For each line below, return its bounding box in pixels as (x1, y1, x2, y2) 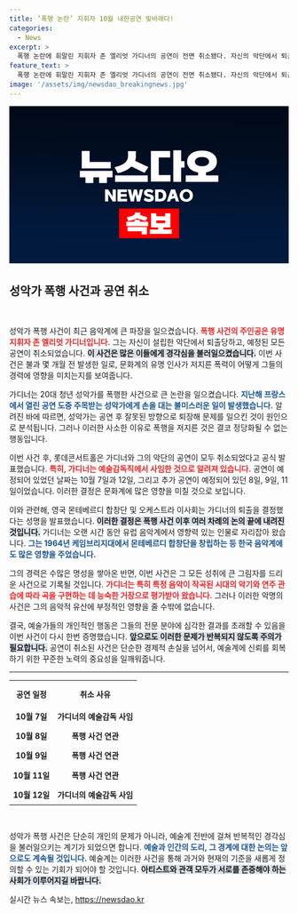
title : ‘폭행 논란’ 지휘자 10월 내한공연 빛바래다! (9, 14, 175, 23)
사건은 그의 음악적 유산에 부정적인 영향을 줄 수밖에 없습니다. (9, 601, 216, 613)
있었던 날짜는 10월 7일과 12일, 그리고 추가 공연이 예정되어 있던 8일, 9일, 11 (32, 475, 288, 485)
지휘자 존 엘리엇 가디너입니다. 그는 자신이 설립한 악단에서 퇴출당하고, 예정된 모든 (9, 337, 286, 348)
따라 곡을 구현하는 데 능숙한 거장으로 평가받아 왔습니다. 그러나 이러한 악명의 (25, 590, 284, 601)
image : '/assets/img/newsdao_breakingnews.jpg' (9, 80, 189, 89)
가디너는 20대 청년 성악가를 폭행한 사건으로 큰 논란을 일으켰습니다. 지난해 (9, 389, 263, 400)
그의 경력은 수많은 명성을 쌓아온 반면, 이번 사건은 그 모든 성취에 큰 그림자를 (9, 568, 267, 579)
